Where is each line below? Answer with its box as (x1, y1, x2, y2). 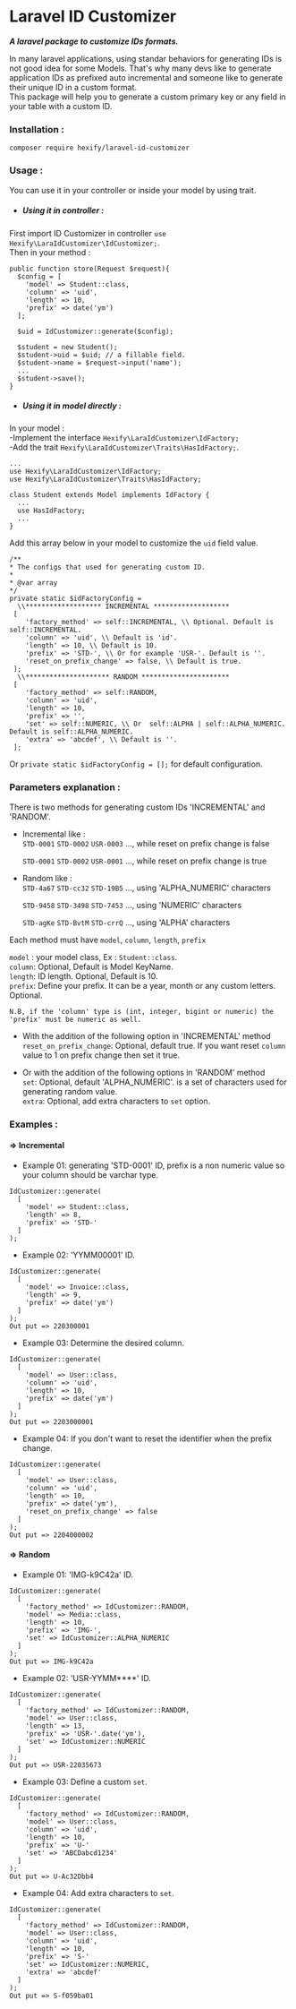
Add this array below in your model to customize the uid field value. (9, 537, 258, 548)
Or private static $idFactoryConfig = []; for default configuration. (9, 759, 263, 769)
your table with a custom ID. (9, 100, 113, 111)
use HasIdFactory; (17, 506, 87, 516)
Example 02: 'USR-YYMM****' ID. (21, 1673, 152, 1684)
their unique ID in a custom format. (9, 82, 137, 92)
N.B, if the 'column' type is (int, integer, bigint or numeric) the (9, 1007, 275, 1016)
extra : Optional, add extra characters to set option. (21, 1095, 211, 1106)
